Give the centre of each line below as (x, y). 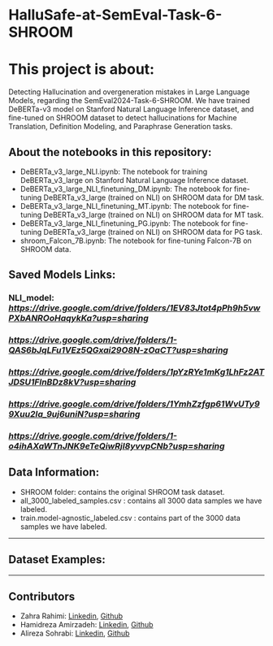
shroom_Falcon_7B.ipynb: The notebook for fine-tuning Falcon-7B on (136, 241)
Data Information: (54, 473)
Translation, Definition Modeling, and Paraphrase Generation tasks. (121, 127)
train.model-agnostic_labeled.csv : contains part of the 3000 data (130, 518)
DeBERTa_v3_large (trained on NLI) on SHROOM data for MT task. (154, 215)
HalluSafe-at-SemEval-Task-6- (115, 15)
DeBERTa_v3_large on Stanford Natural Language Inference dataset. (134, 180)
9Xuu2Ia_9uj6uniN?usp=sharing (74, 414)
